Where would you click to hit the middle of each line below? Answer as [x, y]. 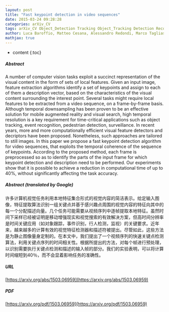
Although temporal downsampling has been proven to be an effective [77, 109]
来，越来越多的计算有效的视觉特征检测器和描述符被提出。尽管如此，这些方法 [84, 230]
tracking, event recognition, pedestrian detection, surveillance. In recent [80, 125]
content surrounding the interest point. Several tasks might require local [80, 98]
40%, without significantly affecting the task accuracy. [62, 173]
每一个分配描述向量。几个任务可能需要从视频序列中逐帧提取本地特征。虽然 [82, 211]
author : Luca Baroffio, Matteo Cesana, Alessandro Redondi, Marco [76, 33]
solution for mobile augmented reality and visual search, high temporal [78, 114]
